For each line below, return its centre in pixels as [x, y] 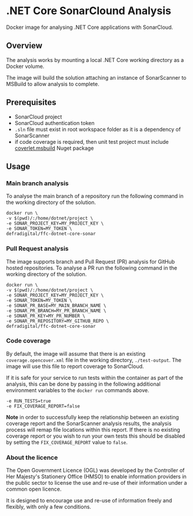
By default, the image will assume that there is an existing [76, 354]
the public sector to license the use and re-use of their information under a [96, 483]
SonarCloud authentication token [54, 123]
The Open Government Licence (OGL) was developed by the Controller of [96, 471]
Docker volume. [25, 66]
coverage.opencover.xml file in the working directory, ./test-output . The [94, 360]
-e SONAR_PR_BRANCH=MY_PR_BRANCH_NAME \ [56, 311]
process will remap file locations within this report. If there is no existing [93, 429]
